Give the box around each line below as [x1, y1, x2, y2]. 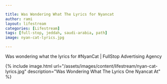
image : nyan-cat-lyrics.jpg [5, 35, 65, 40]
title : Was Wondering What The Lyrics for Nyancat [5, 12, 114, 17]
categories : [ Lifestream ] [5, 26, 60, 31]
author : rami [5, 16, 33, 22]
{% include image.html [5, 63, 53, 69]
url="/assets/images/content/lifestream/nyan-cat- [53, 63, 158, 69]
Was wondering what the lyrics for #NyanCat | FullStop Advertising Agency [5, 53, 162, 59]
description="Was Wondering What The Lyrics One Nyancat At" [27, 68, 161, 74]
